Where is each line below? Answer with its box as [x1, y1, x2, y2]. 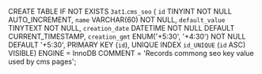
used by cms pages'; [8, 57, 77, 66]
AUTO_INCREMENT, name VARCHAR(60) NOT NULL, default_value [8, 15, 226, 24]
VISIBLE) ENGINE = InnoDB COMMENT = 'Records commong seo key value [8, 49, 255, 57]
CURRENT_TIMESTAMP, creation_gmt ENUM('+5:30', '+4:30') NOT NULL [8, 31, 246, 41]
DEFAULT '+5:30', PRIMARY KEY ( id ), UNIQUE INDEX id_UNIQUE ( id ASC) [8, 40, 246, 50]
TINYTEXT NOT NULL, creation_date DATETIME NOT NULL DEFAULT [8, 24, 235, 32]
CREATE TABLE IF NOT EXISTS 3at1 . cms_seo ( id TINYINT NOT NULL [8, 7, 232, 16]
